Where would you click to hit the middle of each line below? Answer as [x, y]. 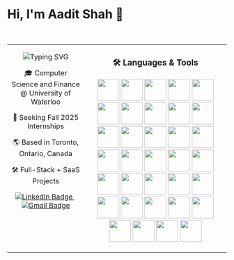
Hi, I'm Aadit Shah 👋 [65, 14]
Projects [46, 181]
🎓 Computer [46, 72]
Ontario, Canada [46, 153]
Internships [46, 126]
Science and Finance [46, 84]
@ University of [46, 93]
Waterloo [46, 102]
